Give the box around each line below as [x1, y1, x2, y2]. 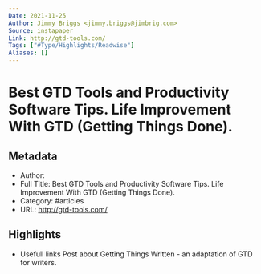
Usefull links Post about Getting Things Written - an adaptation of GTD [19, 249, 253, 259]
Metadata [8, 149, 58, 163]
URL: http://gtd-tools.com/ [19, 205, 108, 214]
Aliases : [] [8, 49, 48, 57]
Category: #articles [19, 196, 84, 205]
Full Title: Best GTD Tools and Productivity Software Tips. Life [19, 179, 224, 188]
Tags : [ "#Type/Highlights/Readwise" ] [8, 42, 135, 50]
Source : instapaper [8, 26, 74, 34]
